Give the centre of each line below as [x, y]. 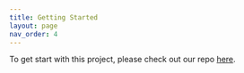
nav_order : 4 [34, 34]
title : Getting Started [54, 17]
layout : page [34, 26]
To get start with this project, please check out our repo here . [122, 60]
